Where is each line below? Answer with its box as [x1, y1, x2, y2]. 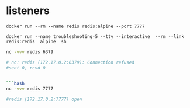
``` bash [6, 81, 25, 86]
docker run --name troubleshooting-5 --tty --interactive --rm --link [6, 33, 184, 39]
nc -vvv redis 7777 [6, 86, 54, 92]
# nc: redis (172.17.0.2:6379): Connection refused [6, 60, 134, 65]
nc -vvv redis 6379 [6, 48, 54, 55]
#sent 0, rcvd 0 [6, 65, 46, 71]
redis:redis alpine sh [6, 39, 67, 44]
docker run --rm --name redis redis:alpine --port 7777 [6, 23, 145, 29]
